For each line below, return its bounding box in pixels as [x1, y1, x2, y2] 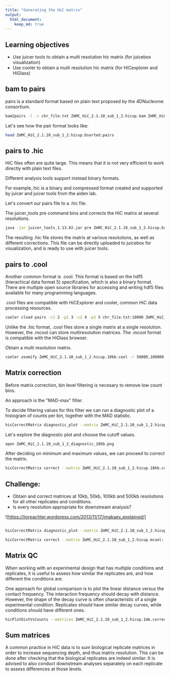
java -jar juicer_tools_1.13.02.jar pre [5, 226, 92, 231]
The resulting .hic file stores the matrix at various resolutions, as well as [5, 235, 155, 241]
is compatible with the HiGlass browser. [5, 335, 88, 341]
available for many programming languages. [5, 290, 97, 296]
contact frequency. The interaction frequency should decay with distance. [5, 591, 160, 597]
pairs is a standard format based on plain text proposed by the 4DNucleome [5, 98, 164, 104]
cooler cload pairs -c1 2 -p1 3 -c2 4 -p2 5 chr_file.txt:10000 [5, 315, 144, 320]
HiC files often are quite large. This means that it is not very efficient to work [5, 160, 164, 166]
